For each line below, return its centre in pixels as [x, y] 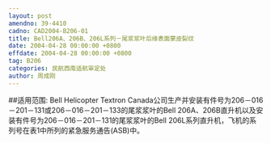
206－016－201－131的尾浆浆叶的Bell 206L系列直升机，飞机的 [146, 120]
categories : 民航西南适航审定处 [57, 69]
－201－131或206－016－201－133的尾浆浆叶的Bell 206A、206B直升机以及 [132, 110]
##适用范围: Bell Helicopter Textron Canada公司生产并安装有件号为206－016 [136, 100]
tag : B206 [25, 61]
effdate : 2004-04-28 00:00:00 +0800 [70, 53]
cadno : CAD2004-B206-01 [49, 31]
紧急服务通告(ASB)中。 [106, 130]
